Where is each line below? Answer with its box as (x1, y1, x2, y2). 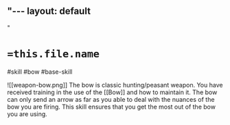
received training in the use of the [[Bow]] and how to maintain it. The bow (7, 88, 218, 96)
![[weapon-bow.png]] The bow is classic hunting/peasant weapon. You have (7, 81, 223, 89)
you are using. (7, 109, 48, 118)
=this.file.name (7, 48, 100, 60)
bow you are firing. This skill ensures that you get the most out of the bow (7, 102, 216, 111)
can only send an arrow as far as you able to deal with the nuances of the (7, 95, 215, 103)
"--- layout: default (7, 5, 91, 17)
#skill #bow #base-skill (7, 68, 73, 76)
